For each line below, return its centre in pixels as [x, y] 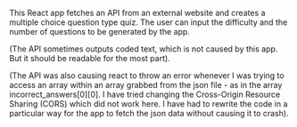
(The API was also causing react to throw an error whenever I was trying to [147, 75]
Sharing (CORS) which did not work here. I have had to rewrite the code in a [148, 104]
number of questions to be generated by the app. [99, 32]
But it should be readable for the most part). [90, 58]
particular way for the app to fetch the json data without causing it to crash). [149, 113]
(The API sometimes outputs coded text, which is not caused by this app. [144, 49]
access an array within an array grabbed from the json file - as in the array [146, 85]
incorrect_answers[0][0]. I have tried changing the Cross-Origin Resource [145, 94]
